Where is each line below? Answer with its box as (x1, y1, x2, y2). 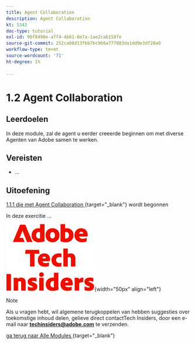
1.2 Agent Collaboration (6, 91, 123, 104)
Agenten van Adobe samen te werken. (6, 136, 98, 143)
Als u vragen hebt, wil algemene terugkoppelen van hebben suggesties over (6, 308, 190, 316)
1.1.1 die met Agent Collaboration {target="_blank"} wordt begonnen (6, 201, 169, 208)
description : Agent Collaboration (6, 15, 91, 22)
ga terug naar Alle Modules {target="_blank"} (6, 332, 115, 339)
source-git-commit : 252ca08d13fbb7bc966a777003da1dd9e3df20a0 (6, 40, 161, 46)
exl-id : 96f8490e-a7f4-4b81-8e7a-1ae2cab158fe (6, 34, 122, 40)
